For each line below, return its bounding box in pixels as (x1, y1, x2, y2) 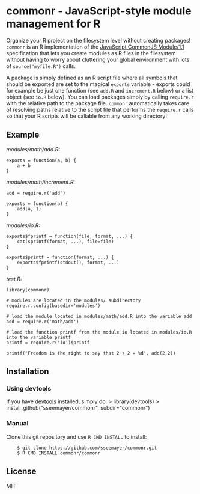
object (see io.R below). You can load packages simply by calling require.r (6, 93, 194, 100)
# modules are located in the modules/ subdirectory (6, 297, 141, 303)
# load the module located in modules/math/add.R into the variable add (6, 313, 192, 319)
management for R (6, 17, 101, 31)
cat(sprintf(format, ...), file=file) (17, 239, 114, 245)
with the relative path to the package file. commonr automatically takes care (6, 99, 190, 106)
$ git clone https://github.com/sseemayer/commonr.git (17, 445, 157, 451)
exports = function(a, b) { (6, 157, 77, 163)
